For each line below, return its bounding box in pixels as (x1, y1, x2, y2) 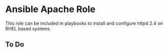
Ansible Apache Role (5, 4, 95, 15)
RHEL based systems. (5, 25, 52, 31)
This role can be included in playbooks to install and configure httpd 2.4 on (5, 20, 163, 26)
